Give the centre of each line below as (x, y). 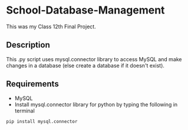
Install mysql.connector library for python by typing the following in (96, 104)
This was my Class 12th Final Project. (51, 26)
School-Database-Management (85, 10)
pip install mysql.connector (42, 121)
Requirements (32, 84)
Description (28, 45)
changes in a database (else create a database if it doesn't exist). (85, 65)
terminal (25, 111)
